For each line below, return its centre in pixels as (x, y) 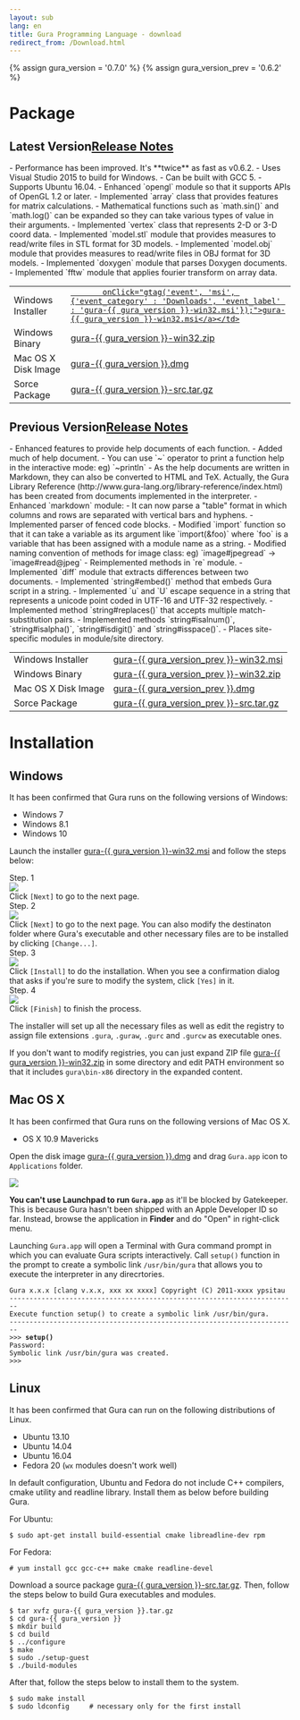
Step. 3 (22, 953)
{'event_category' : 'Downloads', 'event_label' (175, 301)
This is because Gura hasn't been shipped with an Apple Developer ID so (144, 1209)
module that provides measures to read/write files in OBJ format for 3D (140, 254)
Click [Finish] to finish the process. (75, 1009)
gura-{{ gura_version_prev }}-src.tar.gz (196, 703)
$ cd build (29, 1634)
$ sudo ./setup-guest (50, 1657)
